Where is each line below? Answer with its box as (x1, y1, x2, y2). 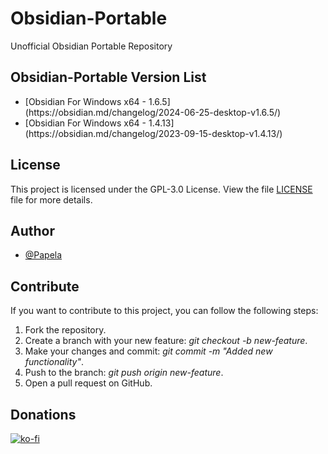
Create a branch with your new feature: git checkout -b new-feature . (24, 335, 308, 347)
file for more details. (10, 193, 93, 206)
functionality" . (24, 356, 84, 368)
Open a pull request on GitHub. (24, 377, 153, 389)
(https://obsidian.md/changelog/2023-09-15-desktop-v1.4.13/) (24, 127, 283, 139)
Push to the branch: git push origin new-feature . (24, 367, 224, 379)
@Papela (24, 249, 63, 261)
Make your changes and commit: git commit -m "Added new (24, 345, 273, 357)
